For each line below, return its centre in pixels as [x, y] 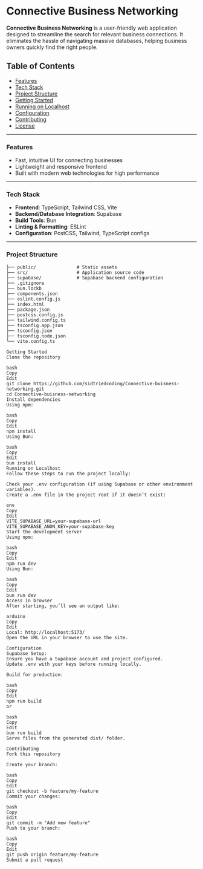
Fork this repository [34, 754]
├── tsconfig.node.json [36, 336]
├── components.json [32, 294]
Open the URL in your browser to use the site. [67, 637]
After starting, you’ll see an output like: [63, 606]
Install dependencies [34, 399]
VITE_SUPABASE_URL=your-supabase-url [54, 521]
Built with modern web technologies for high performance [87, 173]
